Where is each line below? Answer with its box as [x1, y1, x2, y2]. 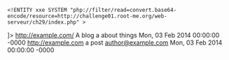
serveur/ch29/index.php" [7, 19, 80, 26]
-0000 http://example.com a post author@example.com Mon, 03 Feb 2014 [7, 38, 223, 47]
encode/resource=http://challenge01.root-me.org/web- [7, 13, 168, 20]
